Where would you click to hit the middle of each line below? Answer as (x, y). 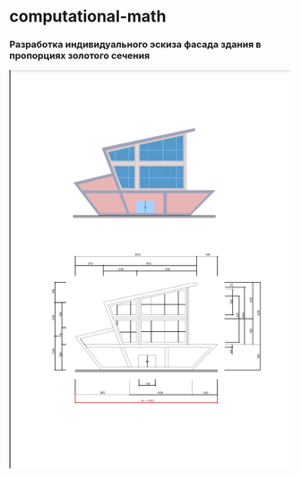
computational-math (88, 17)
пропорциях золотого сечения (80, 55)
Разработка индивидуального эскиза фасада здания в (135, 45)
